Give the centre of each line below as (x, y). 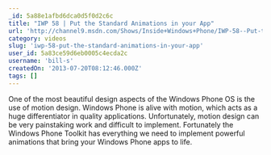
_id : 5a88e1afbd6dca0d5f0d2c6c (61, 16)
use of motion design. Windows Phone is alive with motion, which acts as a (133, 107)
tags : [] (23, 76)
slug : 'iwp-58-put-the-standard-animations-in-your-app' (106, 46)
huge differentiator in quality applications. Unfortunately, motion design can (134, 116)
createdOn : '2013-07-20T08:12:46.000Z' (75, 69)
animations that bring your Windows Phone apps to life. (100, 141)
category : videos (38, 38)
